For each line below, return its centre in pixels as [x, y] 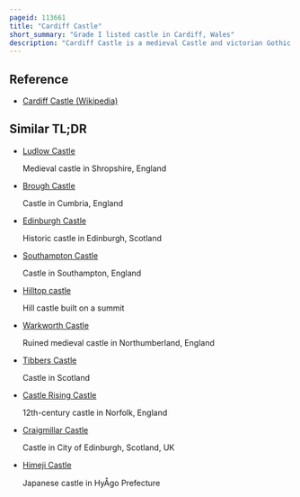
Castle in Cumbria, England [73, 203]
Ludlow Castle [49, 150]
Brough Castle [49, 185]
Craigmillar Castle [55, 429]
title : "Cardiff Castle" [56, 26]
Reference [39, 79]
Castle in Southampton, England [82, 273]
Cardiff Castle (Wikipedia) [70, 101]
